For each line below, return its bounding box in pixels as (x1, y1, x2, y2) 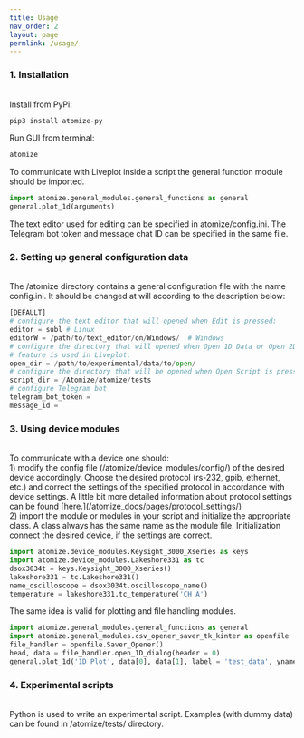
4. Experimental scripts (9, 678, 115, 691)
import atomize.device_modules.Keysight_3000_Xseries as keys (9, 548, 249, 557)
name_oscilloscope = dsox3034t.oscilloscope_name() (9, 581, 208, 590)
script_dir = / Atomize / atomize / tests (9, 375, 152, 385)
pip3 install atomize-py (9, 116, 103, 125)
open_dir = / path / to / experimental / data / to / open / (9, 359, 196, 368)
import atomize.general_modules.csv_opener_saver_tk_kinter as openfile (9, 632, 290, 641)
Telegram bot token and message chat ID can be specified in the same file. (9, 228, 289, 239)
